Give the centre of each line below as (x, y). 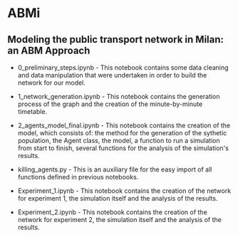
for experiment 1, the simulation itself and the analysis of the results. (118, 198)
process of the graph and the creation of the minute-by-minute (110, 104)
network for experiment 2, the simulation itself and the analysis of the (120, 220)
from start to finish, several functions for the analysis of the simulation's (123, 148)
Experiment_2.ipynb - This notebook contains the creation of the (113, 212)
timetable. (32, 111)
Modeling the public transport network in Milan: (116, 39)
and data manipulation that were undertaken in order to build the (112, 75)
